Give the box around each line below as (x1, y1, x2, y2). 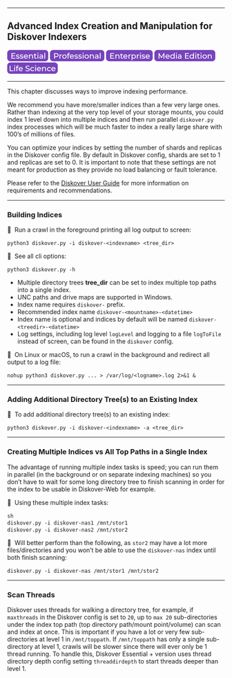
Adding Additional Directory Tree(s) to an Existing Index (7, 395, 198, 405)
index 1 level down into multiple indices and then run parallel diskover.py (7, 115, 214, 123)
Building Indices (7, 210, 63, 219)
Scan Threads (7, 589, 55, 599)
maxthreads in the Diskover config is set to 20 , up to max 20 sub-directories (7, 613, 217, 621)
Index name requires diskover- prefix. (17, 300, 126, 309)
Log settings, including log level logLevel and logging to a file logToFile (17, 330, 222, 338)
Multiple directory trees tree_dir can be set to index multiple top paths (17, 278, 217, 287)
